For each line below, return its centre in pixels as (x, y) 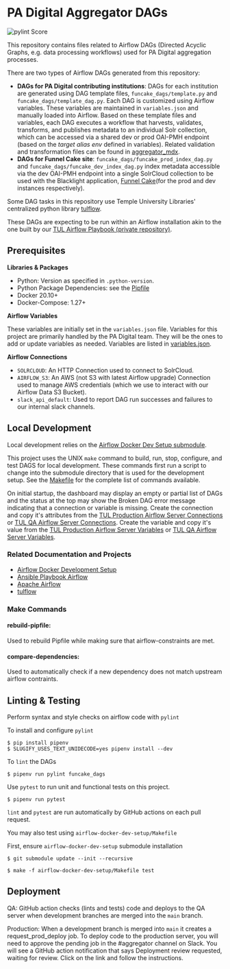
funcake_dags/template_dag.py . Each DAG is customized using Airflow (115, 100)
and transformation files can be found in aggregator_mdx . (98, 152)
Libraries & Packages (38, 267)
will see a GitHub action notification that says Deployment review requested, (115, 950)
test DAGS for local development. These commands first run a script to (107, 465)
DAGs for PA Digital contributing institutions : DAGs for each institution (117, 86)
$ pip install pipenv (38, 743)
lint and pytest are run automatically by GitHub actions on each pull (104, 812)
